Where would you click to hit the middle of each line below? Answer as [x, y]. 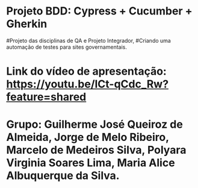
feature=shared [46, 97]
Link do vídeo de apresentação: [86, 71]
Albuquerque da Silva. [63, 176]
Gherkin [27, 24]
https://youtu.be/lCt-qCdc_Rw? [88, 84]
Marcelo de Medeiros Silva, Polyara [96, 150]
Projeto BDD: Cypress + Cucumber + [99, 11]
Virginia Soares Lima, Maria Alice [91, 163]
